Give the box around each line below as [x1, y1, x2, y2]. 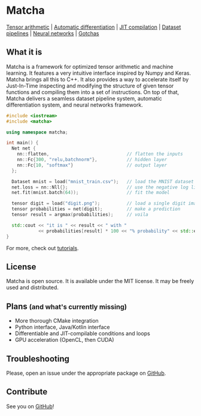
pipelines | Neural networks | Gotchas [6, 29, 100, 37]
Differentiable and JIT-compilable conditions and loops [14, 330, 151, 337]
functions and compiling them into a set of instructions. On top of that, [6, 88, 179, 96]
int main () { [6, 140, 39, 146]
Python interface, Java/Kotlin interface [14, 324, 110, 331]
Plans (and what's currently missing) [6, 301, 127, 311]
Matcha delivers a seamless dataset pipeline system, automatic [6, 95, 163, 102]
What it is [6, 47, 42, 57]
